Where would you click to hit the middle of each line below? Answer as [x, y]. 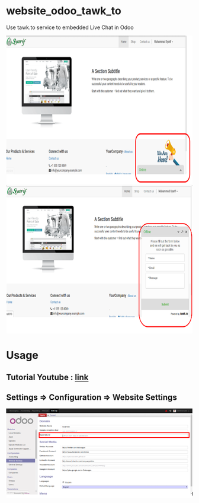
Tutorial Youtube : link [47, 377]
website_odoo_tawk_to [64, 11]
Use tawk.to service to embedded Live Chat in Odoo [70, 27]
